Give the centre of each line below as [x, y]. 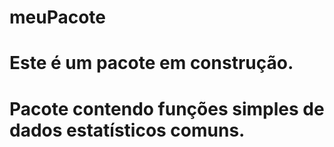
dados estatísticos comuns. [127, 130]
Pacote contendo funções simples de [167, 108]
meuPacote [58, 17]
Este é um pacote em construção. [151, 63]
